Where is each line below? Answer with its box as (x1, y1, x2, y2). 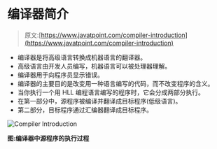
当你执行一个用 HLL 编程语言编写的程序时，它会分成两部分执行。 (17, 88, 204, 97)
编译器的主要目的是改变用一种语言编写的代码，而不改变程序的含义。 (17, 79, 214, 87)
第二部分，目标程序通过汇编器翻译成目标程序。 (17, 106, 153, 114)
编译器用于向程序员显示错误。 (17, 71, 104, 79)
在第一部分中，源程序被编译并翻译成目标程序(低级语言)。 (17, 97, 182, 105)
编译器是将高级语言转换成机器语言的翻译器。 (17, 53, 147, 62)
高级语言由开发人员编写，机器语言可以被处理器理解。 (17, 62, 171, 70)
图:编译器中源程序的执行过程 (7, 134, 90, 142)
